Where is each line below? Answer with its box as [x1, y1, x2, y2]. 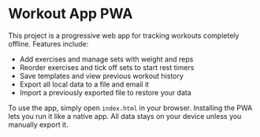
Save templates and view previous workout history [19, 71, 184, 80]
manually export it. [8, 120, 69, 129]
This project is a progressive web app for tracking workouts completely [8, 31, 240, 40]
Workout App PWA [8, 5, 133, 23]
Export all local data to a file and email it [19, 80, 150, 89]
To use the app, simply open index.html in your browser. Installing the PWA [8, 103, 253, 113]
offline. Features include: [8, 39, 89, 48]
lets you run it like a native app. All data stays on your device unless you [8, 111, 242, 120]
